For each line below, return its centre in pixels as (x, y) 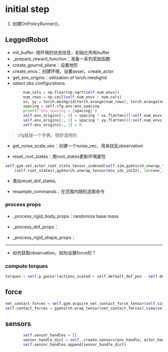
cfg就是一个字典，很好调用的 (47, 135)
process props (23, 205)
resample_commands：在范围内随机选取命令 (58, 191)
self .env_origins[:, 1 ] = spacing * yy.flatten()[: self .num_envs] (94, 120)
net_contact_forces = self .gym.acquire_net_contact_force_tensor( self (80, 303)
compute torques (27, 266)
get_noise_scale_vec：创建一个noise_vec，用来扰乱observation (78, 146)
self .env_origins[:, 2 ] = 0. (53, 125)
